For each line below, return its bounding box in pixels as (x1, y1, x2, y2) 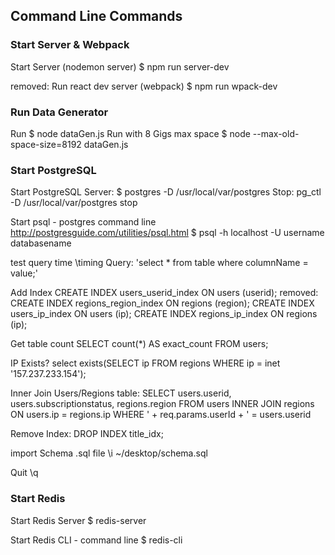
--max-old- (252, 127, 300, 139)
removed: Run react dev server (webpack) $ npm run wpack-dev (10, 80, 278, 92)
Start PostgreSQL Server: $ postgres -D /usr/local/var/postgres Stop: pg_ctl (10, 186, 322, 198)
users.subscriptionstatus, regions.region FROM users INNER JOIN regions (10, 398, 315, 410)
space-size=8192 (10, 138, 82, 150)
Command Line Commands (10, 8, 183, 25)
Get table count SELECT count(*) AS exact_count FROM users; (10, 338, 269, 350)
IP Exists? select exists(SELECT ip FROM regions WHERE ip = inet (10, 357, 281, 369)
